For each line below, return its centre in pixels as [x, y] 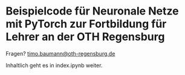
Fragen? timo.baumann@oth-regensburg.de [60, 53]
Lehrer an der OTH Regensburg [85, 37]
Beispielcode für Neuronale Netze [92, 11]
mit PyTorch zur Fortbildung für [86, 24]
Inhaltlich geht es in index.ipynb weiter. [54, 65]
